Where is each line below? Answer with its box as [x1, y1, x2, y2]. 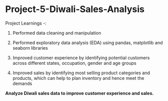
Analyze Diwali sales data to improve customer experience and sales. [5, 90, 154, 96]
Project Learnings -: [5, 20, 47, 26]
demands [12, 80, 32, 86]
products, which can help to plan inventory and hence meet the [12, 75, 145, 81]
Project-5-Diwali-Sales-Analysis [5, 4, 145, 15]
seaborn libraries [12, 45, 48, 51]
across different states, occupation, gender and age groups [12, 60, 137, 66]
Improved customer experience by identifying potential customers [12, 54, 150, 61]
